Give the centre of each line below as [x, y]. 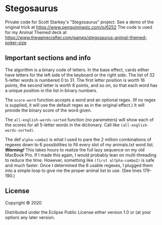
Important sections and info [48, 58]
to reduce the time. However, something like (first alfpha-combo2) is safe [80, 160]
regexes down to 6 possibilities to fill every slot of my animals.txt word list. [80, 145]
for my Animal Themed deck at [36, 32]
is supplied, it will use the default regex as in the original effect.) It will [75, 105]
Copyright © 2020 [24, 203]
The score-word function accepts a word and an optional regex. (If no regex [81, 100]
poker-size [16, 42]
